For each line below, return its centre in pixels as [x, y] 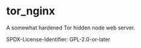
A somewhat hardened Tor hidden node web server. [71, 28]
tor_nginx [31, 11]
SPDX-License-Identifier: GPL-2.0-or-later [58, 39]
